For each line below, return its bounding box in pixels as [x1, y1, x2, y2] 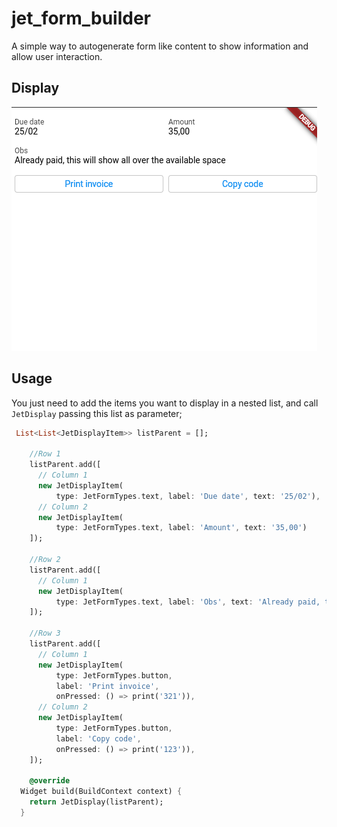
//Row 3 [29, 628, 61, 639]
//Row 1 [29, 449, 61, 459]
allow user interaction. [11, 50, 103, 62]
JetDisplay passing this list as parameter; [11, 407, 183, 419]
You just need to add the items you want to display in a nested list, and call [11, 397, 319, 409]
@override [29, 776, 71, 786]
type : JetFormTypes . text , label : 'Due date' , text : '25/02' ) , [55, 491, 321, 501]
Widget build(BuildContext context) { [20, 787, 183, 797]
